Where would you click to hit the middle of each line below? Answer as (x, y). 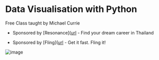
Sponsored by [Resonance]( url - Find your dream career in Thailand (83, 32)
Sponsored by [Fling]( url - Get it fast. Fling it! (59, 42)
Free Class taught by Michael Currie (43, 23)
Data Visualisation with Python (71, 9)
